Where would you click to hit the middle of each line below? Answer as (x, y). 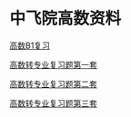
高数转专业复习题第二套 (53, 83)
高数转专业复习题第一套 (53, 64)
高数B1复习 (30, 45)
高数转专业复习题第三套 (53, 103)
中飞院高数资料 (65, 19)
